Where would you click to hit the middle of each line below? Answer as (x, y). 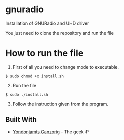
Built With (21, 120)
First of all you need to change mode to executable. (66, 67)
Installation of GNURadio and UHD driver (47, 23)
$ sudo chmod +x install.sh (35, 76)
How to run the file (44, 53)
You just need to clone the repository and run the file (60, 33)
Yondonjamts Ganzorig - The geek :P (51, 132)
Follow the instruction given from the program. (60, 104)
